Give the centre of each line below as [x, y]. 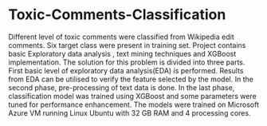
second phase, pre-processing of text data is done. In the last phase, [122, 87]
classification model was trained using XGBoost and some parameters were [132, 96]
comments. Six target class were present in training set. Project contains [127, 45]
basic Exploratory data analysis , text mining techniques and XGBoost [122, 53]
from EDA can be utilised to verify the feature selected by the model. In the [131, 79]
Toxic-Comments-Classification [117, 15]
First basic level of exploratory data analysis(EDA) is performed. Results [126, 70]
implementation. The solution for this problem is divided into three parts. [127, 62]
